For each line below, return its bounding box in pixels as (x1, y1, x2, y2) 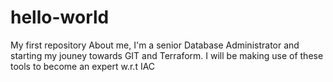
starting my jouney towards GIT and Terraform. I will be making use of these (10, 49, 324, 61)
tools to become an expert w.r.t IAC (10, 60, 156, 72)
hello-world (10, 6, 110, 29)
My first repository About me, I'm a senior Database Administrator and (10, 39, 300, 51)
